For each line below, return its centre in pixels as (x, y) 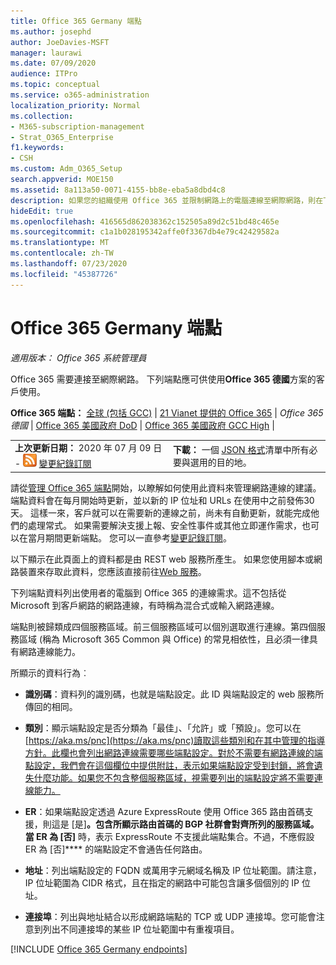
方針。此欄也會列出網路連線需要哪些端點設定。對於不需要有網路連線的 (169, 752)
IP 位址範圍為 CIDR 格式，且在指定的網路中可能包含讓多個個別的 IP (162, 882)
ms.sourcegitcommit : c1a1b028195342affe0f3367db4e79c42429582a (145, 232)
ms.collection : (42, 116)
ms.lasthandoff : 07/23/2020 (69, 264)
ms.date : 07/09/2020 (53, 63)
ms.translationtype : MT (60, 243)
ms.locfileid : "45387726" (64, 274)
